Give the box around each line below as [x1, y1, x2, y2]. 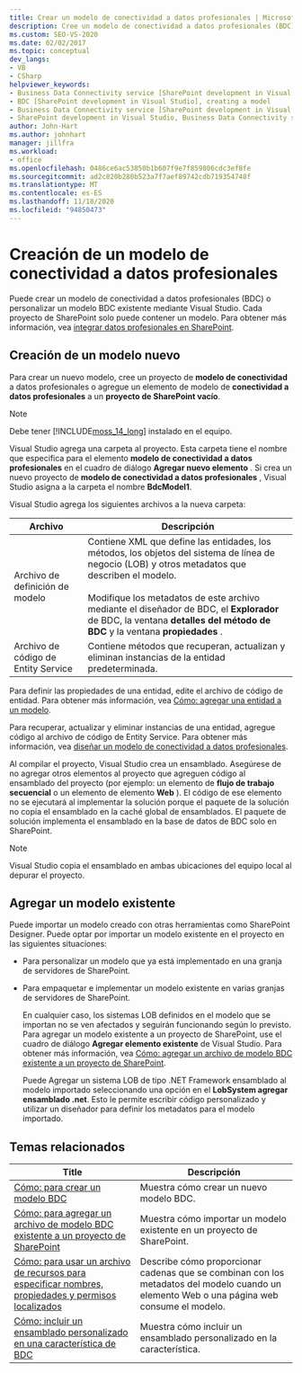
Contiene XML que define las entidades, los [87, 535, 271, 548]
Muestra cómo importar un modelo [139, 1213, 287, 1226]
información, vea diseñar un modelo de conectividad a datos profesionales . [9, 741, 289, 752]
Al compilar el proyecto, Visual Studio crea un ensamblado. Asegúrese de [9, 758, 281, 769]
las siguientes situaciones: [9, 939, 108, 950]
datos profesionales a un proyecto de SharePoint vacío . [9, 390, 221, 401]
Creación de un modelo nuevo [9, 348, 181, 363]
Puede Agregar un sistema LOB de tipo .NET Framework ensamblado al [22, 1075, 287, 1086]
